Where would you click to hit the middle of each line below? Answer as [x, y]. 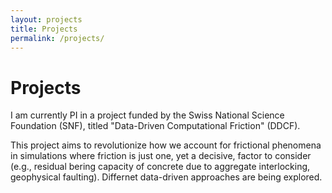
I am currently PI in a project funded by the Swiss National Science [147, 115]
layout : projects [46, 19]
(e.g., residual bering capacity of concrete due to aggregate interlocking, [160, 167]
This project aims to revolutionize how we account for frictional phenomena [166, 145]
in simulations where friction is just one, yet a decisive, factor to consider [161, 156]
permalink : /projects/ [57, 38]
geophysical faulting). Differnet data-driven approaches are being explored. [166, 177]
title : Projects [44, 29]
